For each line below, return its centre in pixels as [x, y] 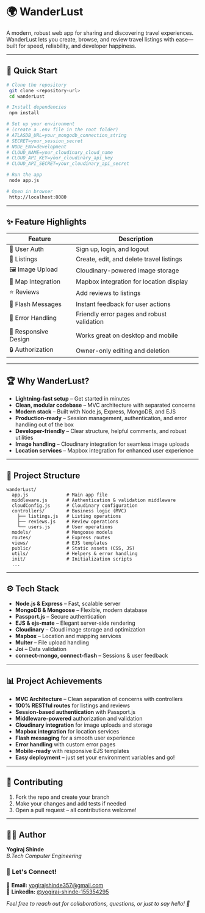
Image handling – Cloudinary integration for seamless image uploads [102, 444]
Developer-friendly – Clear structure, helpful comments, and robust [101, 431]
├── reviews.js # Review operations [68, 522]
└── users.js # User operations [65, 527]
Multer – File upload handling [52, 642]
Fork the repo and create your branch [62, 797]
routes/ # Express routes [61, 538]
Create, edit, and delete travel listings [129, 259]
